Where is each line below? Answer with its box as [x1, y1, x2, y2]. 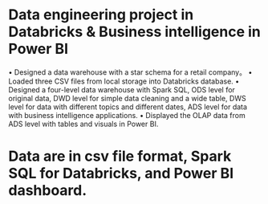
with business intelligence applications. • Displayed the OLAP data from [8, 110, 246, 120]
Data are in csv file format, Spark [8, 147, 232, 165]
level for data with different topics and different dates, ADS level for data [8, 102, 247, 112]
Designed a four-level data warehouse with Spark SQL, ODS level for [8, 84, 235, 94]
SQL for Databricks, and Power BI [8, 165, 234, 182]
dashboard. [8, 182, 87, 200]
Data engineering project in [8, 6, 194, 24]
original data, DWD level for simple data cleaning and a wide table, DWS [8, 93, 246, 103]
